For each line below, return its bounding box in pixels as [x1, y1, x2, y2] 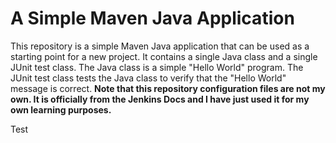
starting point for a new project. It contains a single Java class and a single [10, 50, 318, 62]
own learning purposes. [10, 103, 112, 116]
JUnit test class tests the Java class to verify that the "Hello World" [10, 72, 287, 84]
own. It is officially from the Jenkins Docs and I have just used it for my [10, 93, 310, 105]
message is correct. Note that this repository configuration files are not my [10, 82, 326, 94]
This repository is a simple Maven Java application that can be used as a [10, 40, 310, 52]
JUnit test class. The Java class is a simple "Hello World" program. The [10, 61, 304, 73]
